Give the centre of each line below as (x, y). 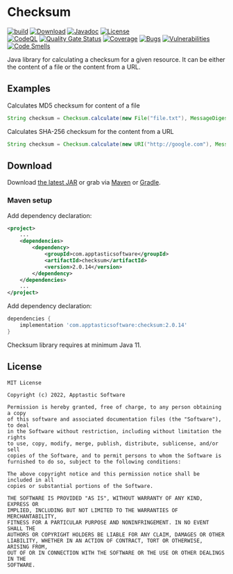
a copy (17, 413)
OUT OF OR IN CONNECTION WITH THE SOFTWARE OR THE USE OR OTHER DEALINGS (116, 552)
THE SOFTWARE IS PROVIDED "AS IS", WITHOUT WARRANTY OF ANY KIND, (105, 498)
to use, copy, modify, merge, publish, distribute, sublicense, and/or (113, 444)
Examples (29, 88)
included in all (31, 480)
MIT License (24, 382)
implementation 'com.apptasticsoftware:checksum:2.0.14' (104, 326)
